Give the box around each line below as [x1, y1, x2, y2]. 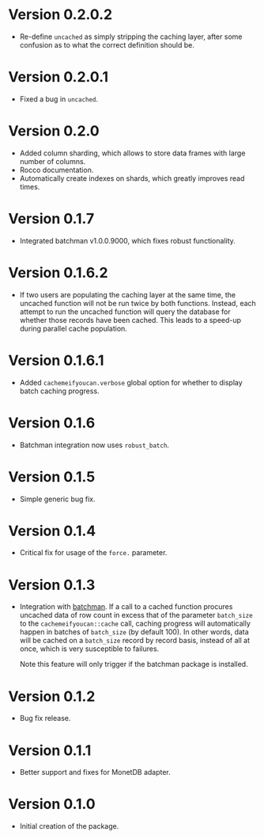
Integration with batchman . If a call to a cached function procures [19, 602, 233, 611]
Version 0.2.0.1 [8, 68, 109, 86]
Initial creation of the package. [19, 822, 119, 831]
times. [19, 182, 40, 191]
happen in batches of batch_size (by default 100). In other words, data [19, 627, 249, 637]
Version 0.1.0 [8, 795, 96, 814]
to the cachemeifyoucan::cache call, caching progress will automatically [19, 619, 251, 628]
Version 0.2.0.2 [8, 6, 113, 24]
